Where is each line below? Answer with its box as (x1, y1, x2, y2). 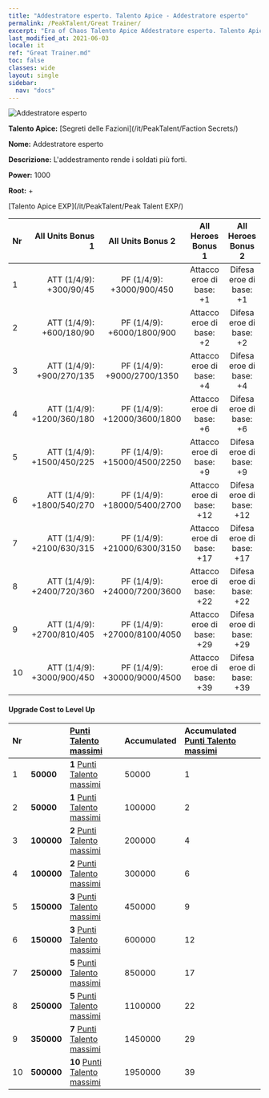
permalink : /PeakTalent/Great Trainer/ (8, 19, 142, 27)
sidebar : (8, 79, 38, 87)
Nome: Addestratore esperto (8, 140, 104, 149)
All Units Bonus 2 (108, 236, 176, 247)
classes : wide (8, 64, 56, 72)
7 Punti (69, 1023, 97, 1035)
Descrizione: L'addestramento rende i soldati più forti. (8, 155, 187, 164)
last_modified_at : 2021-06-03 (8, 34, 110, 43)
